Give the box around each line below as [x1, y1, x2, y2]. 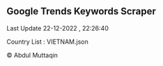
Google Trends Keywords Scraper [6, 6, 156, 17]
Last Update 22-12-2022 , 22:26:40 [6, 24, 109, 32]
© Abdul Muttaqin [6, 51, 59, 59]
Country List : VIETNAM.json [6, 38, 88, 46]
